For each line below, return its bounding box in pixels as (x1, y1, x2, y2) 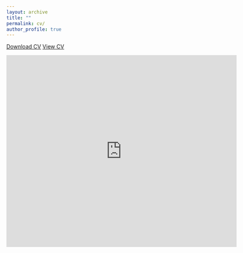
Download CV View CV (6, 43, 64, 50)
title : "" (6, 15, 32, 21)
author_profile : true (6, 26, 62, 33)
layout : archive (6, 9, 48, 15)
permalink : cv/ (6, 20, 45, 26)
